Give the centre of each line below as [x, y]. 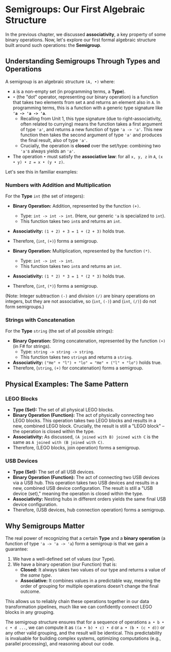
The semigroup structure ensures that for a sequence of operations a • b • [85, 622]
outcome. [30, 592]
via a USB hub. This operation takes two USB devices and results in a [85, 483]
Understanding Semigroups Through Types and [83, 61]
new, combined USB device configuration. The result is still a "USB [83, 488]
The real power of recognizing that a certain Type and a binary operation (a [86, 538]
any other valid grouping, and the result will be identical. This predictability [84, 633]
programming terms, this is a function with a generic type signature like [88, 108]
